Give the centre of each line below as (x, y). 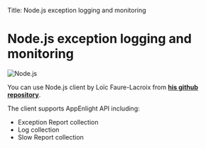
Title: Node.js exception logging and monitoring (77, 10)
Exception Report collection (58, 122)
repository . (24, 94)
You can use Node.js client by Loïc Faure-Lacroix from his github (103, 87)
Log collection (38, 130)
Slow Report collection (50, 137)
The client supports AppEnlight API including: (74, 108)
